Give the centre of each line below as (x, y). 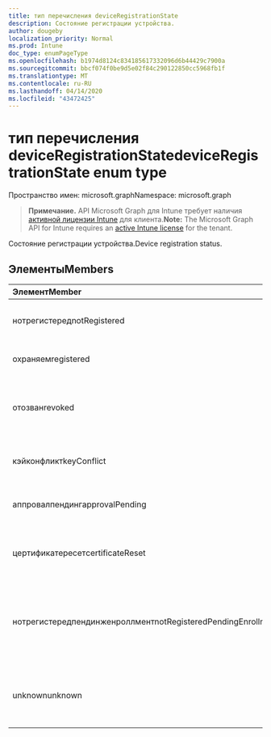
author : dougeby (35, 31)
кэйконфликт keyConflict (59, 461)
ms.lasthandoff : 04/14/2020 (56, 91)
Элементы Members (61, 269)
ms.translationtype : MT (48, 76)
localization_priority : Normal (61, 38)
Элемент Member (47, 292)
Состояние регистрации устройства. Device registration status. (115, 244)
